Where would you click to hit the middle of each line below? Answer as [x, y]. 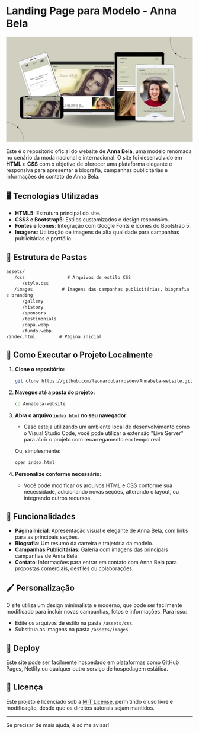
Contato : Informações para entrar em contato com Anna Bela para [96, 563]
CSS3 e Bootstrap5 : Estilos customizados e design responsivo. [92, 220]
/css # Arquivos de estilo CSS [73, 278]
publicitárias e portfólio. [44, 239]
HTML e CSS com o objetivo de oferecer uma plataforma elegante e [89, 164]
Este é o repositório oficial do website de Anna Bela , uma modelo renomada [99, 151]
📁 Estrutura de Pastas [47, 257]
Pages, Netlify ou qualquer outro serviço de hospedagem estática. [87, 668]
